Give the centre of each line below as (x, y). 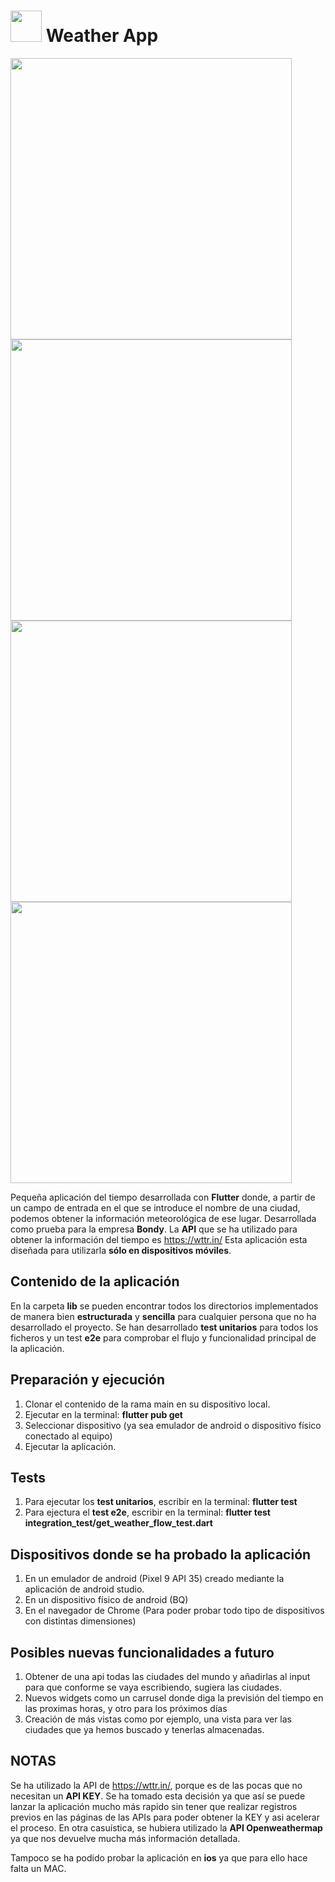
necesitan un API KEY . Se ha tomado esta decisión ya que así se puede (158, 1796)
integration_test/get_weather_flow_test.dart (118, 1523)
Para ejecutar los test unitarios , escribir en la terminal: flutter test (161, 1502)
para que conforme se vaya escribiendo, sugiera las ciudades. (153, 1687)
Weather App (102, 36)
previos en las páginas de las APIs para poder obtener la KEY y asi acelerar (165, 1817)
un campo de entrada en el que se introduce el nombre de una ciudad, (155, 1207)
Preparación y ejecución (87, 1380)
